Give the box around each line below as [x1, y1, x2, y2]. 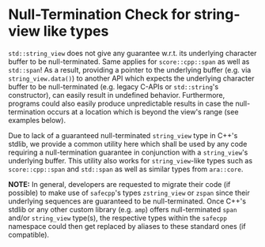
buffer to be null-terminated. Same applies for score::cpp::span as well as [8, 57, 250, 66]
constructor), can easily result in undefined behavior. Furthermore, [8, 90, 225, 99]
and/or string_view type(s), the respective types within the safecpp [8, 213, 228, 223]
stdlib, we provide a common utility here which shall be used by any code [8, 139, 248, 148]
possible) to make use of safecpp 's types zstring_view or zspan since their [8, 188, 251, 197]
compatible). [8, 230, 50, 239]
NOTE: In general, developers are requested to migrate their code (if [8, 179, 231, 189]
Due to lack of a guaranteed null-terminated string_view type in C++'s [8, 130, 238, 140]
